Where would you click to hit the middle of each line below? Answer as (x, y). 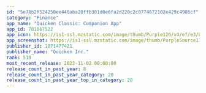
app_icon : (19, 35)
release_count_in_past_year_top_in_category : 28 (70, 80)
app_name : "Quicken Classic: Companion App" (64, 23)
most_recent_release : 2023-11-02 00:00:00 (61, 63)
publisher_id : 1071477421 (39, 46)
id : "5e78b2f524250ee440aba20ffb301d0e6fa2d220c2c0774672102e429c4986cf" (103, 12)
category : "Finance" (33, 18)
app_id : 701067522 (30, 29)
